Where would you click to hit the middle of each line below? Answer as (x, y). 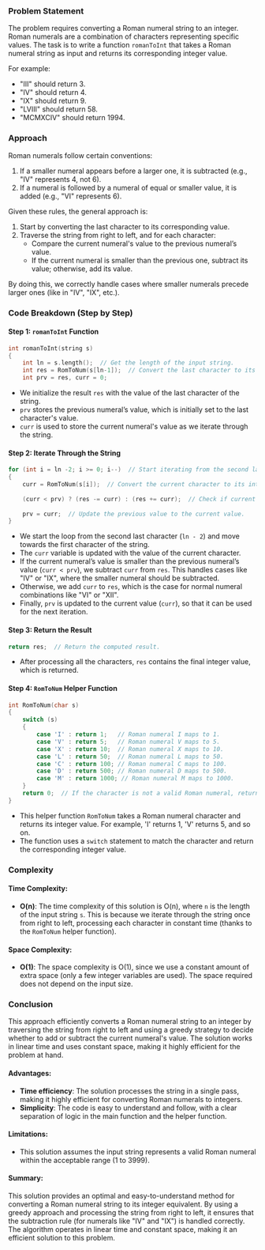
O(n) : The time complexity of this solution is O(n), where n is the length (135, 906)
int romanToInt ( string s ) (50, 348)
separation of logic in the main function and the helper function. (123, 1116)
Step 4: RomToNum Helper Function (63, 688)
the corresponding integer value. (73, 849)
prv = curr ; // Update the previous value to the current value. (134, 514)
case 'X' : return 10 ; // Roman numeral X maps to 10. (130, 749)
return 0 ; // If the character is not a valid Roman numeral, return (141, 793)
